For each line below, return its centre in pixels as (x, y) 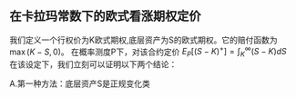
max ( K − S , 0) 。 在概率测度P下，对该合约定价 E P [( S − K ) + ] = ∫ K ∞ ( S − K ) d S (148, 52)
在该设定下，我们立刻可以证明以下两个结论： (93, 64)
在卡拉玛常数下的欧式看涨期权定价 (105, 16)
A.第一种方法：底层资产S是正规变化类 (80, 83)
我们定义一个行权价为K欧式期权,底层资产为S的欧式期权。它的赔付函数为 (143, 40)
